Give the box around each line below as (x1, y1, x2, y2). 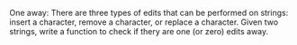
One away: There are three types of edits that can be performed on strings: (9, 8, 289, 18)
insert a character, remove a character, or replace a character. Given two (9, 17, 279, 27)
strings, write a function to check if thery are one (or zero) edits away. (9, 26, 269, 36)
